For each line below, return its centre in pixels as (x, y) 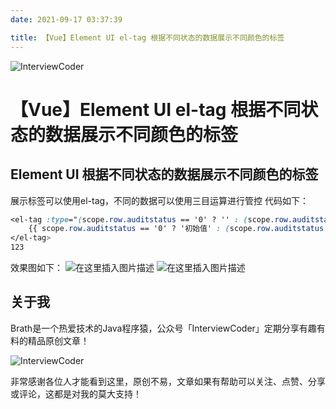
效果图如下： (36, 267)
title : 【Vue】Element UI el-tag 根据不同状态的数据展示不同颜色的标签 (147, 37)
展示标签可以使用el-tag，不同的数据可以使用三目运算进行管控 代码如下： (160, 200)
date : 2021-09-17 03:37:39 (66, 19)
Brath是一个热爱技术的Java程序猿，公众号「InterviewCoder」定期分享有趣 (163, 328)
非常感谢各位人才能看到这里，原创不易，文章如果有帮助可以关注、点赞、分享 (168, 381)
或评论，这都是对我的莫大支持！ (76, 393)
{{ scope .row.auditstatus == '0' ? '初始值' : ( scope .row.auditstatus (176, 229)
